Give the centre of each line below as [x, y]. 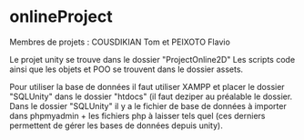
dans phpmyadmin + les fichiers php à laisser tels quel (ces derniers [137, 115]
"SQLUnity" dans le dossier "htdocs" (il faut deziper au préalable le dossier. [151, 96]
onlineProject [61, 17]
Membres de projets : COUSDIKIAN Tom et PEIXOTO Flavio [120, 42]
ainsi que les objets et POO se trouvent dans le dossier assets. [127, 69]
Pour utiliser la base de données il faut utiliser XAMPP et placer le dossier [147, 86]
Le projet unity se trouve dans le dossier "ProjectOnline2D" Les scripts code [152, 59]
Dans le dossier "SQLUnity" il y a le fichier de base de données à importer [148, 105]
